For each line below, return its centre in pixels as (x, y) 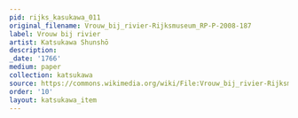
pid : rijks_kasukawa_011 (55, 17)
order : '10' (31, 91)
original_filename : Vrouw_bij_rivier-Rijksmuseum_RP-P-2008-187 (130, 26)
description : (33, 51)
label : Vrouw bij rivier (55, 34)
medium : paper (35, 67)
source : (24, 83)
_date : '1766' (35, 59)
